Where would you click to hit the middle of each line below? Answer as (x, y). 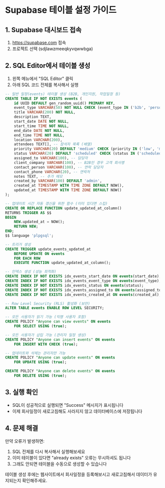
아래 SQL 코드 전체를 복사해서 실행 (45, 85)
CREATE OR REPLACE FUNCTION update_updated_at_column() (63, 208)
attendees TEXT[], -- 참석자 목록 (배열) (53, 144)
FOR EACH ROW (27, 258)
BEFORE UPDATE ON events (39, 254)
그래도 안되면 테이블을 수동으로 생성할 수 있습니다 (59, 464)
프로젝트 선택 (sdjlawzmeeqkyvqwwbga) (53, 49)
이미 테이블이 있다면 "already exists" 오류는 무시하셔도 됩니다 (71, 457)
